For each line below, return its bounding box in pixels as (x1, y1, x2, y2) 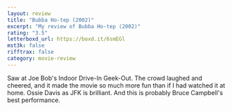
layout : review (7, 10, 51, 17)
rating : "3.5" (7, 29, 48, 37)
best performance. (7, 96, 61, 104)
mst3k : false (7, 42, 45, 49)
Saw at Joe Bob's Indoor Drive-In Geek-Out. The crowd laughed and (7, 74, 203, 82)
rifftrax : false (7, 49, 54, 56)
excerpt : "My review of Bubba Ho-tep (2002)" (7, 23, 141, 30)
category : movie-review (7, 55, 76, 62)
